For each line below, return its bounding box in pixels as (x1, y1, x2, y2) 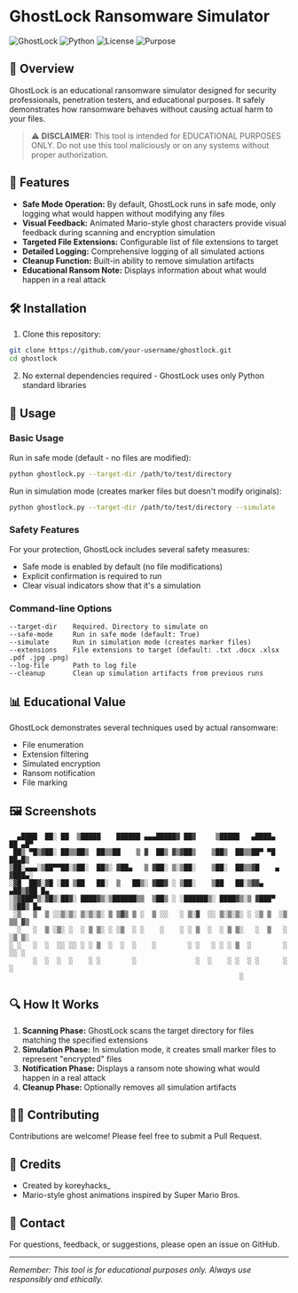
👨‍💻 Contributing (9, 1107, 100, 1122)
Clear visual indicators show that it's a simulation (21, 580, 201, 591)
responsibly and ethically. (9, 1274, 104, 1285)
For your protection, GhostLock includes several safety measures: (9, 543, 250, 554)
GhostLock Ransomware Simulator (9, 6, 271, 27)
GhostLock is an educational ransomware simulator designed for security (9, 84, 277, 95)
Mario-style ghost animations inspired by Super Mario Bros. (21, 1190, 241, 1201)
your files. (9, 113, 46, 123)
